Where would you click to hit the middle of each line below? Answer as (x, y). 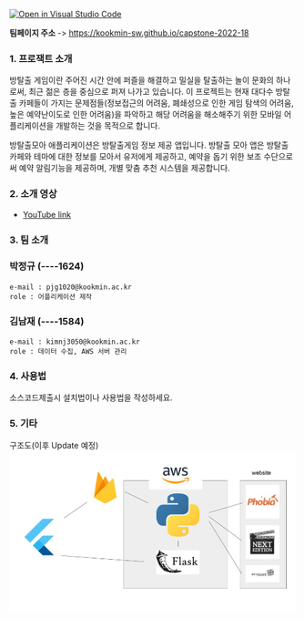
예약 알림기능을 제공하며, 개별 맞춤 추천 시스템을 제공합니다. (124, 168)
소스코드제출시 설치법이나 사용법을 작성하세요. (91, 397)
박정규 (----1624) (47, 266)
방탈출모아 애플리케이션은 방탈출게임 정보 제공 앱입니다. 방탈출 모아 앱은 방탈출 (149, 145)
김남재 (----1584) (47, 321)
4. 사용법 (28, 377)
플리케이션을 (32, 126)
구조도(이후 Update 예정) (54, 445)
